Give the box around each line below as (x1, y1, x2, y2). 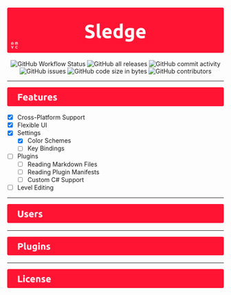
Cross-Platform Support (16, 113, 85, 121)
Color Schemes (27, 136, 71, 145)
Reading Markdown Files (27, 160, 98, 168)
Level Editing (16, 183, 54, 192)
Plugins (16, 152, 39, 161)
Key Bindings (27, 144, 65, 152)
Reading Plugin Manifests (27, 167, 100, 176)
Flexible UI (16, 121, 47, 130)
